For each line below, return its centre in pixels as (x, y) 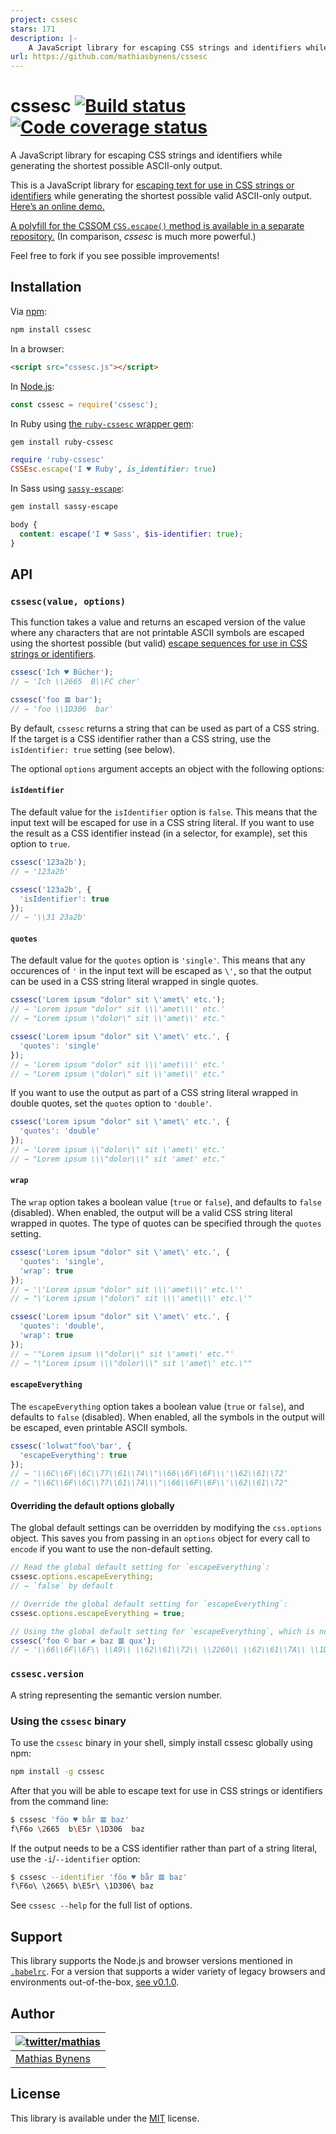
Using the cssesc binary (68, 1721)
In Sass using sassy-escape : (67, 488)
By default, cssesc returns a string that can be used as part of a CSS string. (165, 728)
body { (24, 525)
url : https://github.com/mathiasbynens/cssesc (109, 57)
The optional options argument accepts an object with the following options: (167, 768)
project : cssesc (44, 19)
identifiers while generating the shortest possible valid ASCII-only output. (161, 196)
